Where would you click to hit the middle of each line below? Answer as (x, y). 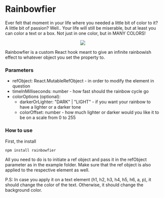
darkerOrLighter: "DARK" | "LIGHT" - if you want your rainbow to (85, 102)
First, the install (21, 141)
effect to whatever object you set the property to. (55, 57)
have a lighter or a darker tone (50, 107)
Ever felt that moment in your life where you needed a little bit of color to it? (82, 23)
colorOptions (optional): (36, 97)
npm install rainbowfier (31, 150)
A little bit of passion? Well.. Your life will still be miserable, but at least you (81, 28)
